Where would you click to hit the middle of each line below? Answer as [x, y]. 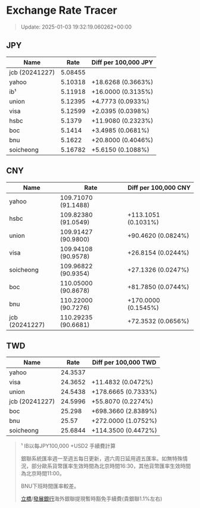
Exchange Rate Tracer [62, 10]
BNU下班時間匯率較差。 [50, 486]
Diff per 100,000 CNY [159, 187]
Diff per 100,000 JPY [122, 62]
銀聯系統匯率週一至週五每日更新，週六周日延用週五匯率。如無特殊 [101, 459]
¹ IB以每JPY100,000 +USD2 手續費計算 [68, 446]
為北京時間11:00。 [43, 473]
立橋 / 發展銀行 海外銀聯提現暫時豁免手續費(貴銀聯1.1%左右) [91, 499]
